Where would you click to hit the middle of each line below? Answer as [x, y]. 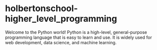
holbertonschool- [42, 8]
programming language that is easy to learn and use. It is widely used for [78, 37]
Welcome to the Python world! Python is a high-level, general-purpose [76, 32]
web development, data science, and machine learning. [61, 42]
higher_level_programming [61, 19]
